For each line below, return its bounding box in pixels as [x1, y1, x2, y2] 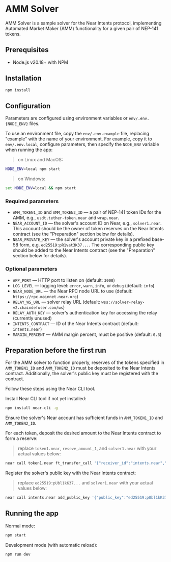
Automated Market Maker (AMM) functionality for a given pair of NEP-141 [5, 25, 159, 31]
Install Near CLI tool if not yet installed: [5, 396, 87, 402]
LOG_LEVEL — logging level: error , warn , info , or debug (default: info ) [12, 282, 155, 288]
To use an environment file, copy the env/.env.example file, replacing [5, 131, 149, 137]
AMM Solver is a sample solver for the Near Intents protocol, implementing [5, 20, 162, 26]
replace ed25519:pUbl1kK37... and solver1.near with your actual [17, 480, 153, 486]
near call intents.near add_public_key [5, 495, 90, 500]
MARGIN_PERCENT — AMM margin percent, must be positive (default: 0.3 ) [12, 331, 162, 337]
